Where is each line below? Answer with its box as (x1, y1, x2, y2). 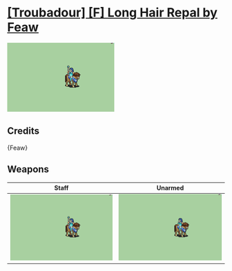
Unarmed (156, 184, 184, 192)
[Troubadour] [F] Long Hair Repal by (7, 5, 217, 21)
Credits (7, 126, 40, 137)
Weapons (7, 163, 50, 175)
